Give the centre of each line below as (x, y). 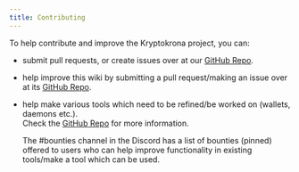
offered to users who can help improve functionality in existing (137, 150)
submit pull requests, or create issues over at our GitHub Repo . (138, 60)
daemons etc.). (50, 113)
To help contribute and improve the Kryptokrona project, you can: (129, 43)
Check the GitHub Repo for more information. (105, 123)
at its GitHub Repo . (57, 86)
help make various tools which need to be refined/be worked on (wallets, (156, 104)
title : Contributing (48, 17)
